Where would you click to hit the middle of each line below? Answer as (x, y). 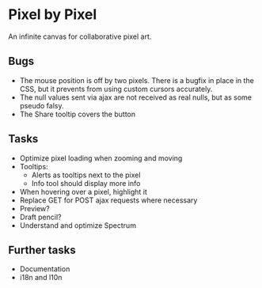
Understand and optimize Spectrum (78, 225)
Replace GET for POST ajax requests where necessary (108, 200)
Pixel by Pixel (53, 15)
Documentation (45, 269)
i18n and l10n (41, 278)
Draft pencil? (40, 217)
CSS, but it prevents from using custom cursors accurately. (116, 89)
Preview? (34, 208)
